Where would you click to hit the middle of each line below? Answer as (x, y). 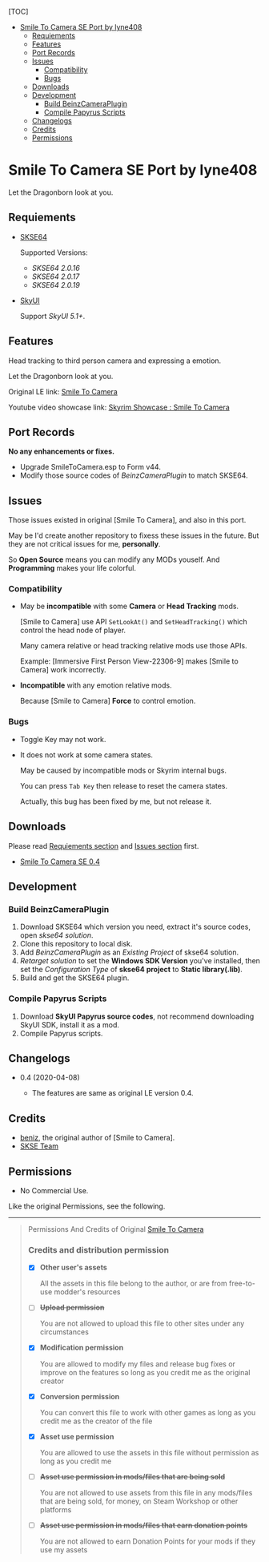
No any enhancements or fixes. (61, 451)
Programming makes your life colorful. (72, 568)
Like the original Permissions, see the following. (87, 1206)
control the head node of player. (73, 630)
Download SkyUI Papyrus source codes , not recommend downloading (137, 1016)
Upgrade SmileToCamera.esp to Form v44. (90, 467)
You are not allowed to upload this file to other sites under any (142, 1324)
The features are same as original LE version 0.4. (112, 1093)
